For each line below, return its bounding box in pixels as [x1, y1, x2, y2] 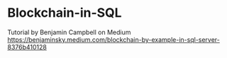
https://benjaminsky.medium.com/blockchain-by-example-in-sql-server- [7, 35, 220, 43]
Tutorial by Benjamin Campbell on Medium [7, 28, 131, 36]
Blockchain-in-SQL [7, 5, 122, 21]
